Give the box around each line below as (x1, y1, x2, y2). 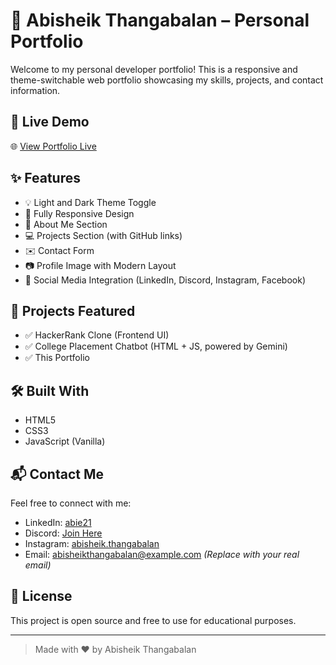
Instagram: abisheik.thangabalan (24, 538, 160, 549)
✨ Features (10, 170, 81, 187)
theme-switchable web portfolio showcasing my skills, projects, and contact (10, 74, 324, 86)
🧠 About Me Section (24, 218, 108, 230)
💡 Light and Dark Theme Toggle (24, 196, 157, 208)
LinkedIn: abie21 (24, 517, 92, 528)
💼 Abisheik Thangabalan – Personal (10, 9, 310, 32)
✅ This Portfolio (24, 352, 90, 364)
